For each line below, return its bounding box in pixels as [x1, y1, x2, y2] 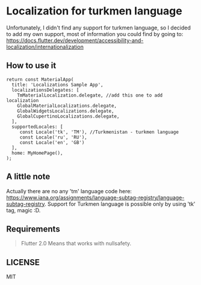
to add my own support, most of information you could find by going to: [6, 30, 184, 37]
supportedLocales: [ [11, 124, 63, 130]
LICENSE [6, 257, 40, 268]
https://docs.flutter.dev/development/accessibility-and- [6, 37, 144, 44]
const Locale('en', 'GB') [19, 139, 85, 145]
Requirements [6, 224, 60, 234]
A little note [6, 172, 51, 182]
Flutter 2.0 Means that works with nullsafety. [20, 240, 132, 247]
